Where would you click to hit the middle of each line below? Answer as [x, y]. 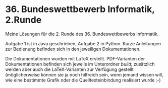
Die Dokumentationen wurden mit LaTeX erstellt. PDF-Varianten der [75, 58]
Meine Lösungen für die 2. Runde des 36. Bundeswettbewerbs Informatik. [82, 34]
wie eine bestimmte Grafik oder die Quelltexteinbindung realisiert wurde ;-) [83, 80]
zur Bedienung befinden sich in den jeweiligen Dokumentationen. [73, 49]
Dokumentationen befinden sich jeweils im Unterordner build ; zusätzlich [80, 64]
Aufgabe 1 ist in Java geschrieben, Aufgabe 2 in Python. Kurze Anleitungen [83, 43]
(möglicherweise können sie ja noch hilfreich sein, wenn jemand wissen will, [85, 74]
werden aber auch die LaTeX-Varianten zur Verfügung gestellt [69, 69]
